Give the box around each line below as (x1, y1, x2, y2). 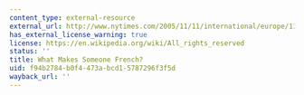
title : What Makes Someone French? (9, 55, 144, 64)
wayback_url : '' (9, 72, 71, 81)
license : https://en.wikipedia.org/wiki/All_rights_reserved (9, 38, 245, 48)
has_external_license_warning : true (9, 30, 147, 39)
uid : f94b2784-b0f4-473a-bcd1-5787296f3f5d (9, 64, 176, 73)
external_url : (9, 22, 63, 31)
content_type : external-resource (9, 13, 136, 23)
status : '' (9, 47, 51, 56)
